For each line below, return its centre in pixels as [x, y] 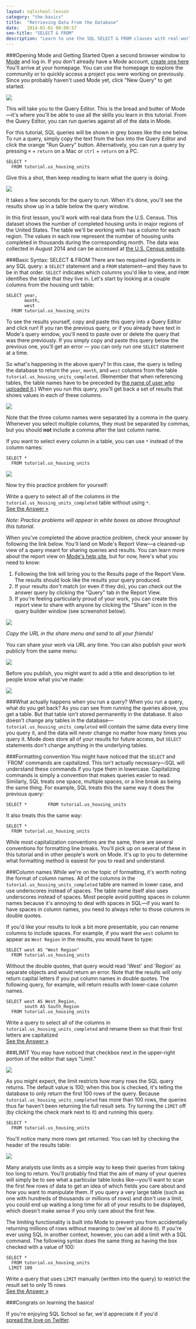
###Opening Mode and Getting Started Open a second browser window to [96, 55]
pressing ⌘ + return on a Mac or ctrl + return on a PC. [72, 151]
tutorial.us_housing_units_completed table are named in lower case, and [95, 884]
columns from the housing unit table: [50, 285]
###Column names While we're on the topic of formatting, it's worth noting [96, 872]
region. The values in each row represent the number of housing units [90, 236]
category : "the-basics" [35, 17]
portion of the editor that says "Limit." [51, 1059]
